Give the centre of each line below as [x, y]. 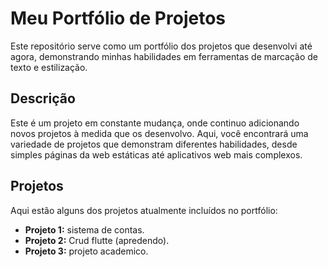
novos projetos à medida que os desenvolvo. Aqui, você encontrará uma [159, 133]
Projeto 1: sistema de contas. [84, 229]
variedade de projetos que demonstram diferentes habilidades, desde [154, 144]
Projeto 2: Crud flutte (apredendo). [97, 240]
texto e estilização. [49, 67]
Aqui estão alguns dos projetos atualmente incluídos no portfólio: [144, 210]
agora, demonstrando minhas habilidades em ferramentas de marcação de [164, 56]
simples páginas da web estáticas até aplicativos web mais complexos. [156, 154]
